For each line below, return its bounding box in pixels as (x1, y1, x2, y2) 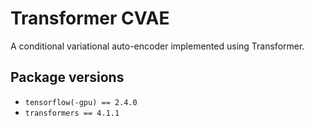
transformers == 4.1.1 (24, 108, 120, 118)
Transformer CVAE (10, 7, 170, 30)
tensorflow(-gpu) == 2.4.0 (24, 97, 138, 107)
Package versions (10, 69, 125, 86)
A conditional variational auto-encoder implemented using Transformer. (10, 40, 305, 52)
